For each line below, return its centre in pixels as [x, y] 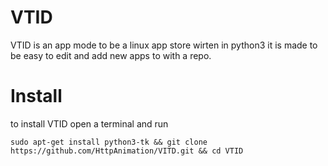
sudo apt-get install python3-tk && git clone [109, 142]
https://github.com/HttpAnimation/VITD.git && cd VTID [127, 151]
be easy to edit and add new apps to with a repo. [111, 55]
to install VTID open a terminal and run [89, 123]
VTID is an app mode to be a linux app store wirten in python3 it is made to [164, 45]
